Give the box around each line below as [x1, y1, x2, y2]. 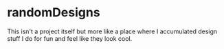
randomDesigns [7, 5, 101, 20]
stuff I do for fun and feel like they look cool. [7, 34, 133, 42]
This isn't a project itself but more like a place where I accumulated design [7, 27, 218, 35]
